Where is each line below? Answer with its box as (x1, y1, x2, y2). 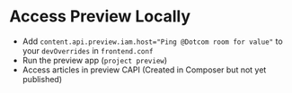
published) (22, 73, 63, 84)
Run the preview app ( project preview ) (22, 55, 168, 65)
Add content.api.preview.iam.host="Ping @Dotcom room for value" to (22, 36, 283, 46)
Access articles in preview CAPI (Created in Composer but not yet (22, 64, 267, 75)
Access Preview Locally (9, 6, 191, 27)
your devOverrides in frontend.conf (22, 45, 154, 55)
